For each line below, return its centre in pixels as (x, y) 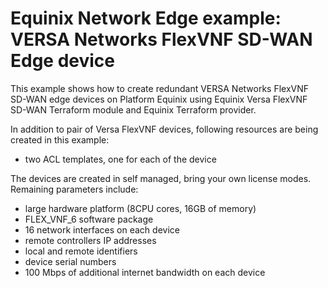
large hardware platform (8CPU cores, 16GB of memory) (140, 208)
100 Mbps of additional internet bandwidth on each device (145, 272)
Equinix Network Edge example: (146, 18)
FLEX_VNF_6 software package (89, 219)
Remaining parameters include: (74, 189)
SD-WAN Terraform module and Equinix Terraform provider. (133, 109)
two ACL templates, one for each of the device (120, 159)
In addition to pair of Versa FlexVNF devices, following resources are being (164, 129)
